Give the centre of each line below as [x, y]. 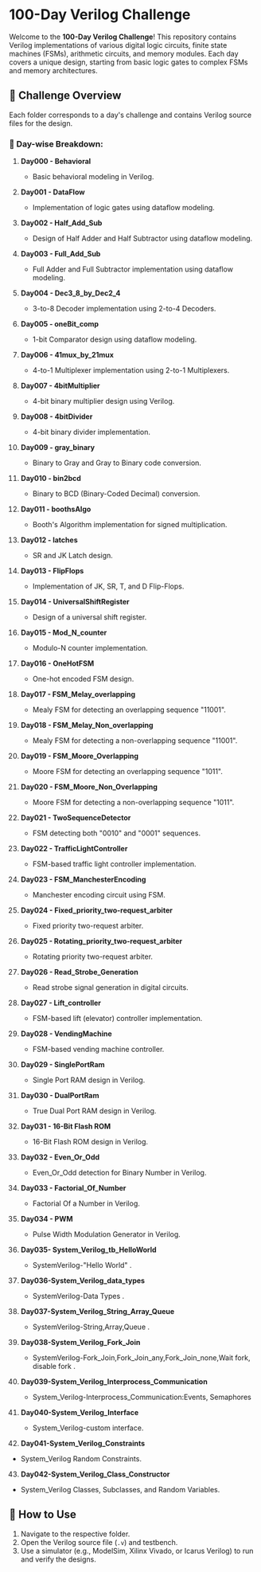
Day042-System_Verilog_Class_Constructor [95, 1474]
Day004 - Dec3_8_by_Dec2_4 [70, 293]
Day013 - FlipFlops [52, 571]
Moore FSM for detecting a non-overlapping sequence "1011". [133, 803]
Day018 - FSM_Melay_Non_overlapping [87, 725]
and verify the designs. [58, 1559]
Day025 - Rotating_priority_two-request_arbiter [101, 941]
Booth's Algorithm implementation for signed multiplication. [130, 525]
